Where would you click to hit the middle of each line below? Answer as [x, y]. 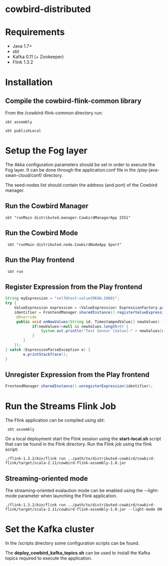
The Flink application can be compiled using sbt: [55, 420]
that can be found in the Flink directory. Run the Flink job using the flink [78, 444]
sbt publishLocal [23, 131]
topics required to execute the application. [49, 558]
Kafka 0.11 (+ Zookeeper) [38, 57]
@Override [26, 317]
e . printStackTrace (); [46, 354]
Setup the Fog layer [46, 151]
